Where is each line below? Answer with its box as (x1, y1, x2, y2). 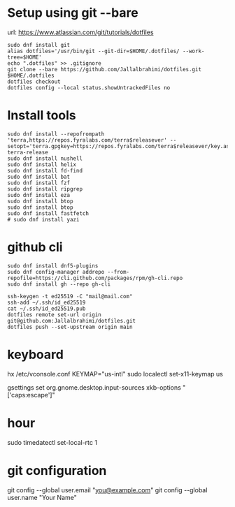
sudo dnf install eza (7, 191, 71, 198)
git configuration (7, 462, 107, 478)
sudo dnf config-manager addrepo (7, 268, 105, 275)
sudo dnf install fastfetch (7, 210, 90, 217)
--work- (182, 47, 205, 54)
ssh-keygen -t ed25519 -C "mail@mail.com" (7, 293, 133, 300)
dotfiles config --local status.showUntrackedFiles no (7, 84, 171, 91)
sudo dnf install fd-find (7, 167, 83, 174)
